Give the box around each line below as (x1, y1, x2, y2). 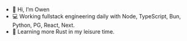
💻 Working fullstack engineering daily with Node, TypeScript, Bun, (12, 13, 181, 20)
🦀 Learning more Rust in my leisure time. (12, 28, 115, 35)
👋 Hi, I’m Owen (12, 6, 50, 13)
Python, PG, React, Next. (12, 21, 75, 29)
